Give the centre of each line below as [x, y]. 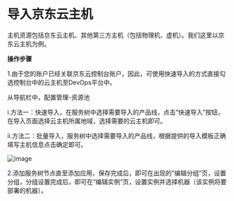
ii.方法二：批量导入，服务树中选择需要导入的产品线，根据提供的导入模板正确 [117, 136]
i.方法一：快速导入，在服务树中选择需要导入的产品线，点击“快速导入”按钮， [116, 112]
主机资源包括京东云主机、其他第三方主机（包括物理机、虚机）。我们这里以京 [116, 35]
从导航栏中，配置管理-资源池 [49, 97]
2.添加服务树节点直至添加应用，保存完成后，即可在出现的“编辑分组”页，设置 [117, 173]
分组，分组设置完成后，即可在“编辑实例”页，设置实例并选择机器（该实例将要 [117, 181]
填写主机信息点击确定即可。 [47, 144]
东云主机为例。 [29, 43]
